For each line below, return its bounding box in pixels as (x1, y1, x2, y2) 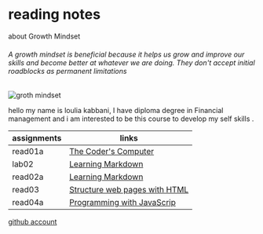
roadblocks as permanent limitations (8, 66, 127, 75)
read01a (12, 146, 44, 157)
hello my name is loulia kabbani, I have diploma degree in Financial (8, 106, 224, 115)
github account (8, 218, 57, 227)
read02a (12, 171, 44, 182)
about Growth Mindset (8, 31, 81, 41)
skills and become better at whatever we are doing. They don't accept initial (8, 57, 255, 68)
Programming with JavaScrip (69, 197, 177, 208)
